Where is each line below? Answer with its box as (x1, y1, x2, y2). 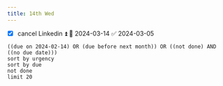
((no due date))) (7, 49, 58, 56)
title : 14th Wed (7, 10, 54, 17)
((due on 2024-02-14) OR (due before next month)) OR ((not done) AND (7, 43, 217, 50)
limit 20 (7, 74, 33, 80)
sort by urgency (7, 55, 54, 62)
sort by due (7, 61, 42, 68)
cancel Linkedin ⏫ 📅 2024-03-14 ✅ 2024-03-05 (17, 29, 155, 37)
